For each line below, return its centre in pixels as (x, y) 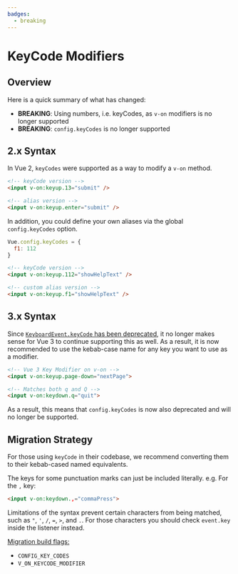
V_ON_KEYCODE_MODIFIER (51, 563)
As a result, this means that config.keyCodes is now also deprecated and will (119, 410)
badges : (19, 14)
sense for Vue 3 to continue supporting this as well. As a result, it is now (113, 341)
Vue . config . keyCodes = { (44, 242)
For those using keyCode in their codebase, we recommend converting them (118, 457)
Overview (30, 83)
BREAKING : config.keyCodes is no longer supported (94, 129)
